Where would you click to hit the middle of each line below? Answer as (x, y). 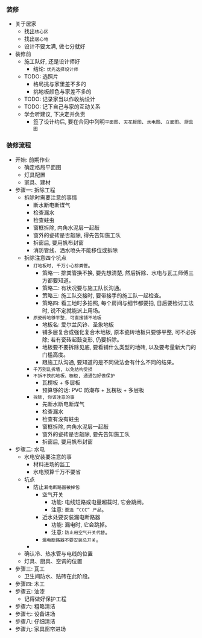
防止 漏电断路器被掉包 (56, 487)
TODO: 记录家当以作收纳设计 (59, 99)
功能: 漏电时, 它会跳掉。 (80, 524)
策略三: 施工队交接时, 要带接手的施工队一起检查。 (103, 295)
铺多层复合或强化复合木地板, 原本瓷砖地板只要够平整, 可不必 (116, 332)
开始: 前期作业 (32, 159)
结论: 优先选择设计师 (55, 69)
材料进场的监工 (52, 464)
